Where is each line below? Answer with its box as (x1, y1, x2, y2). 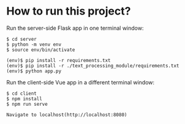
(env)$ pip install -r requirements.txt (6, 57, 111, 63)
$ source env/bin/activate (6, 47, 75, 53)
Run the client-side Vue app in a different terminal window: (6, 78, 155, 86)
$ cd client (6, 90, 37, 97)
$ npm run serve (6, 101, 48, 107)
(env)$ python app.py (6, 68, 62, 74)
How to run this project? (6, 4, 131, 18)
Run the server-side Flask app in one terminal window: (6, 24, 144, 32)
